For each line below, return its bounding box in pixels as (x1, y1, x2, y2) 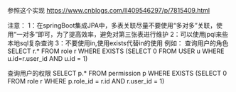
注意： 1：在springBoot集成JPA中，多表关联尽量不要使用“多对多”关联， (7, 21, 217, 30)
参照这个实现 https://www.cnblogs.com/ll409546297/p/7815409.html (7, 6, 210, 14)
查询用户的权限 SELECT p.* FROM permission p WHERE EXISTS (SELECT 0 (7, 69, 227, 77)
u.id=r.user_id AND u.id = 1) (7, 54, 88, 62)
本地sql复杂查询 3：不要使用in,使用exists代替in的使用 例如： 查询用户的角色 (7, 39, 229, 47)
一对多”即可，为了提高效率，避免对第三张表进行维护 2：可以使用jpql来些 (16, 30, 229, 38)
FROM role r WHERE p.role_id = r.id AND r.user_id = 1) (7, 77, 165, 85)
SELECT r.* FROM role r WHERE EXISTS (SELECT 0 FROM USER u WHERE (7, 47, 225, 55)
